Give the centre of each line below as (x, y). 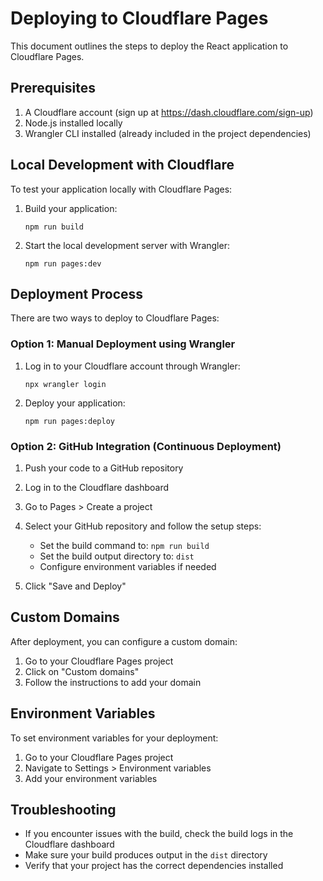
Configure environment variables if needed (128, 566)
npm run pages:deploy (69, 421)
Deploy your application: (75, 403)
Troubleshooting (63, 809)
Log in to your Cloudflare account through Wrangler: (132, 366)
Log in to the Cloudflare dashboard (97, 487)
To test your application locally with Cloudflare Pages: (121, 189)
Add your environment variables (91, 778)
